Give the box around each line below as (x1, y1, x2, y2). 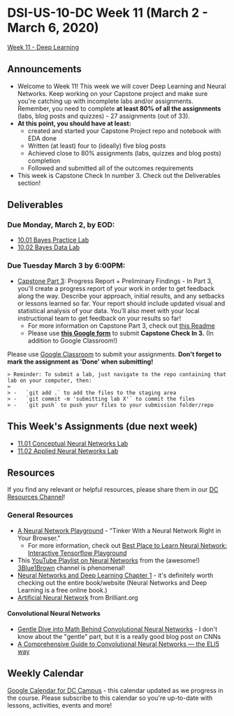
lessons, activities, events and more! (7, 701, 112, 709)
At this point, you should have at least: (17, 119, 131, 128)
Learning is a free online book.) (17, 586, 108, 594)
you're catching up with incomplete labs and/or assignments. (17, 97, 193, 105)
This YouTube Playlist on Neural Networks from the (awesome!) (17, 556, 200, 565)
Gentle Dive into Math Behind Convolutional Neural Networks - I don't (17, 625, 218, 633)
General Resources (7, 510, 73, 520)
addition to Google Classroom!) (27, 336, 118, 345)
